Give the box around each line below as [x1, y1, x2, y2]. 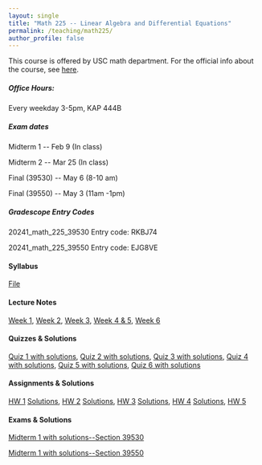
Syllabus [8, 261, 39, 271]
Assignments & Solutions [8, 378, 95, 388]
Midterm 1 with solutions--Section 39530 [8, 433, 145, 443]
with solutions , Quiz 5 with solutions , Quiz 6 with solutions [8, 360, 201, 369]
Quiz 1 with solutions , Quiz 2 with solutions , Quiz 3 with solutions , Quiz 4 [8, 351, 249, 361]
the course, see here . [8, 65, 79, 75]
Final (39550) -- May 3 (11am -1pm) [8, 189, 126, 198]
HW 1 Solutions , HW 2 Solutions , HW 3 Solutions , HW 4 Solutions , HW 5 [8, 396, 247, 406]
